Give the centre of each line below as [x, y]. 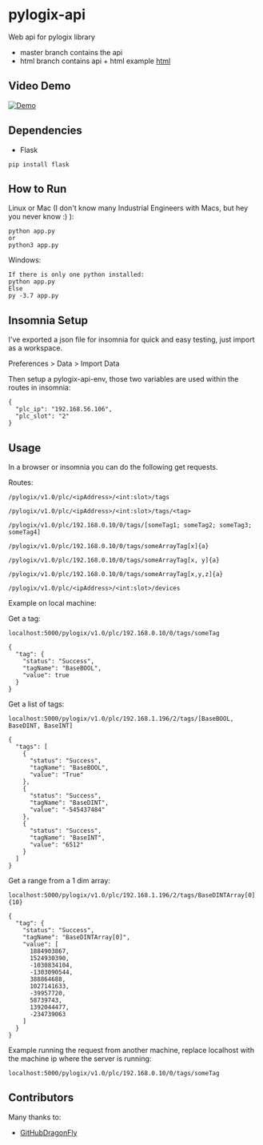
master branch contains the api [71, 52]
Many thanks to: [35, 1117]
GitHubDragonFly [48, 1132]
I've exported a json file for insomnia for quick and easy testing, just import [131, 340]
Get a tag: [25, 619]
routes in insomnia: [40, 388]
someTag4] [25, 532]
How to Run [38, 188]
